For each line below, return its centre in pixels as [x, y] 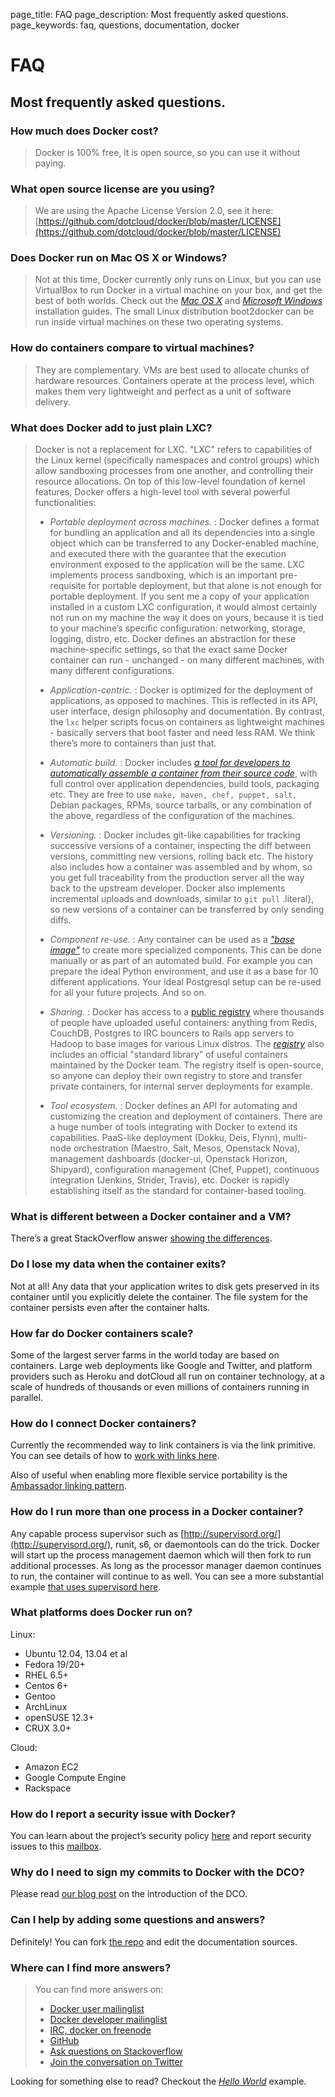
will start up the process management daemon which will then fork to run [161, 1555]
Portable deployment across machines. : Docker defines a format [184, 522]
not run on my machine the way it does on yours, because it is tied [186, 618]
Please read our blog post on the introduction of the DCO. [129, 1894]
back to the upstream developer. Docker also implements [167, 888]
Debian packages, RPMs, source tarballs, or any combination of [181, 805]
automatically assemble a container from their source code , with [183, 773]
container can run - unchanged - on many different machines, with [187, 660]
